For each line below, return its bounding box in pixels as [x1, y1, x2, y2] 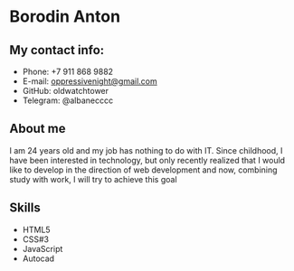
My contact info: [9, 42, 105, 58]
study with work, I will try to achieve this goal [9, 173, 178, 184]
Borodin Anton [9, 6, 120, 27]
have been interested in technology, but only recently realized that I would [9, 154, 286, 165]
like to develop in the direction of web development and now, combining [9, 164, 278, 175]
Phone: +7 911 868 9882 [22, 66, 114, 77]
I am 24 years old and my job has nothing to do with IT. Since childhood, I [9, 145, 283, 155]
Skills [9, 201, 41, 216]
